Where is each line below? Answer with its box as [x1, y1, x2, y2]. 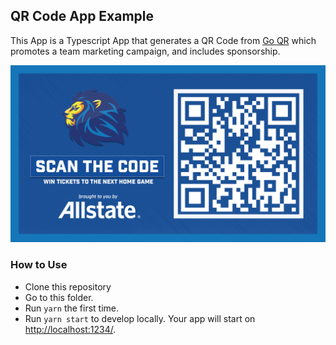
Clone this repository [24, 280, 112, 293]
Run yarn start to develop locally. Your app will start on [24, 312, 256, 324]
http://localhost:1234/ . [24, 323, 117, 335]
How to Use [10, 258, 68, 272]
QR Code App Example [10, 8, 155, 25]
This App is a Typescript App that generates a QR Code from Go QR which [10, 34, 317, 46]
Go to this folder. [24, 291, 94, 303]
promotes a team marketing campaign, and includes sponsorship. [10, 45, 281, 57]
